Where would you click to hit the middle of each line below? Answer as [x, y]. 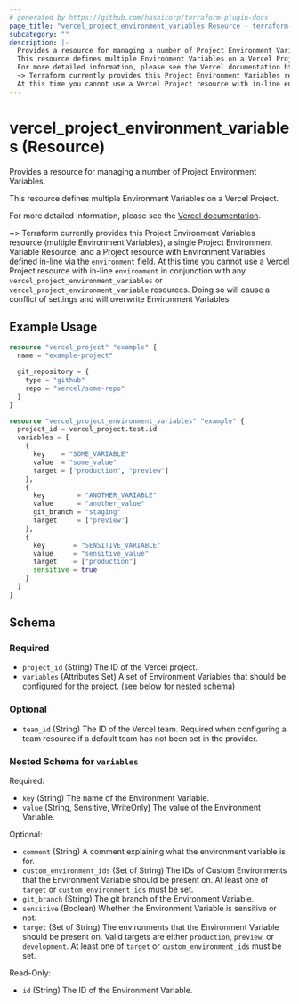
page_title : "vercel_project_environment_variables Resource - [129, 26]
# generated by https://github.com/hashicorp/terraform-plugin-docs [139, 17]
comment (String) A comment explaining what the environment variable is [154, 852]
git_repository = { [53, 372]
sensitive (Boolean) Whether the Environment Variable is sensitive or [149, 909]
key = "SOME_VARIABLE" [81, 454]
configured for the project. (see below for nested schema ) [129, 686]
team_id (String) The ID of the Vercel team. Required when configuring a [154, 729]
